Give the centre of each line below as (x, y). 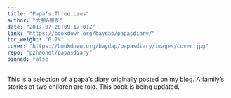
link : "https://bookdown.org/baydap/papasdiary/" (81, 33)
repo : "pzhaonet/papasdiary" (50, 53)
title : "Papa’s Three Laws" (48, 14)
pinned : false (28, 59)
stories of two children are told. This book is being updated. (94, 86)
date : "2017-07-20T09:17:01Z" (52, 27)
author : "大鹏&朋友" (35, 20)
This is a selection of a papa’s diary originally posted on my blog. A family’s (116, 79)
